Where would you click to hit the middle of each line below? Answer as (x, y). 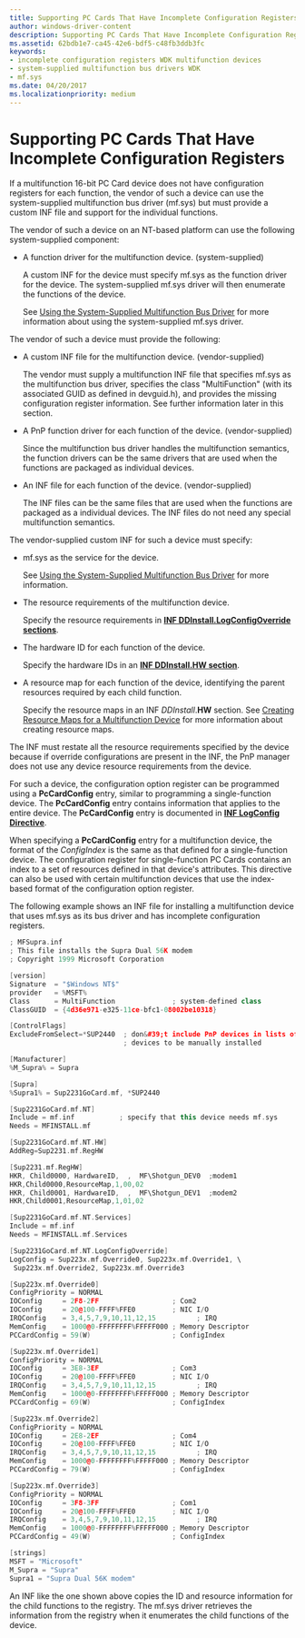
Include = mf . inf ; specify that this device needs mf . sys (144, 1117)
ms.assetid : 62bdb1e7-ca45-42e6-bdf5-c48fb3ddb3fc (107, 43)
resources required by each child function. (102, 693)
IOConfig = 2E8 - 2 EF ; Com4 (103, 1436)
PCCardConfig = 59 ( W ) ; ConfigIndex (117, 1335)
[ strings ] (28, 1553)
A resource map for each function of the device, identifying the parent (153, 682)
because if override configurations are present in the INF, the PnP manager (150, 757)
